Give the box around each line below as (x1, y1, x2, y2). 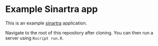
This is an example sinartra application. (5, 20, 87, 26)
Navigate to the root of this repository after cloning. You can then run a (5, 29, 153, 35)
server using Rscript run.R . (5, 35, 64, 41)
